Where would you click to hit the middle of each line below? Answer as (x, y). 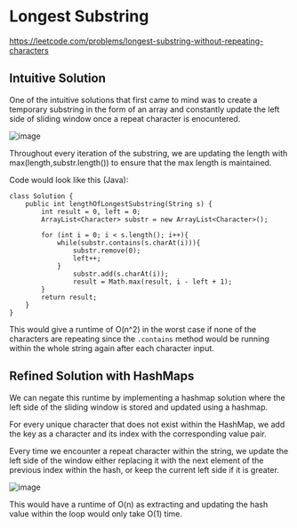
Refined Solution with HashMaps (102, 376)
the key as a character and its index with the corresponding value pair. (138, 434)
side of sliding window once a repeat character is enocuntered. (125, 118)
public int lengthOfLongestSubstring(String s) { (119, 204)
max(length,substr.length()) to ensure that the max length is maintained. (140, 163)
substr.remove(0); (107, 251)
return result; (69, 297)
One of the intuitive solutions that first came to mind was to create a (133, 100)
